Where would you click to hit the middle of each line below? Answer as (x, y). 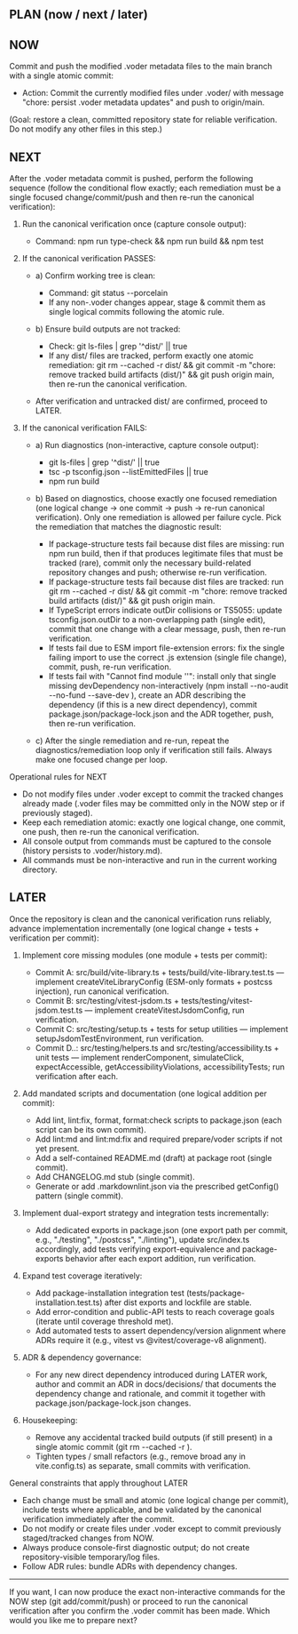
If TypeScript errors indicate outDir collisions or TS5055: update (165, 610)
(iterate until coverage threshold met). (105, 1321)
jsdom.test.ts (59, 1010)
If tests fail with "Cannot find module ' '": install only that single (162, 677)
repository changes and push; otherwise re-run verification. (158, 573)
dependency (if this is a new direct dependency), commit (153, 705)
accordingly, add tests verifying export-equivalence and (138, 1249)
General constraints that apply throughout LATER (98, 1483)
